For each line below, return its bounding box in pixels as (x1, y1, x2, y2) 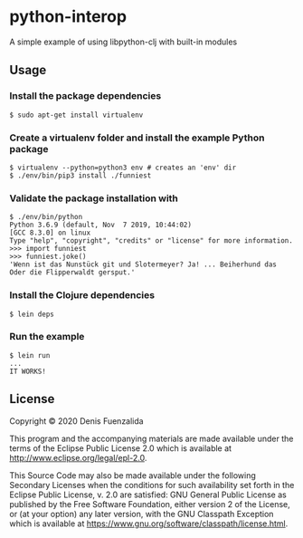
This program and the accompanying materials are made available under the (9, 433, 294, 444)
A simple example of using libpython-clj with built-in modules (9, 36, 238, 47)
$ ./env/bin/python (9, 213, 83, 222)
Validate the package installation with (9, 192, 179, 205)
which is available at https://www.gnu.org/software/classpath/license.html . (9, 518, 289, 529)
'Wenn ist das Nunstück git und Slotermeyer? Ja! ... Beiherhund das (9, 260, 278, 269)
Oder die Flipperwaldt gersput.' (9, 268, 136, 277)
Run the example (9, 331, 85, 343)
